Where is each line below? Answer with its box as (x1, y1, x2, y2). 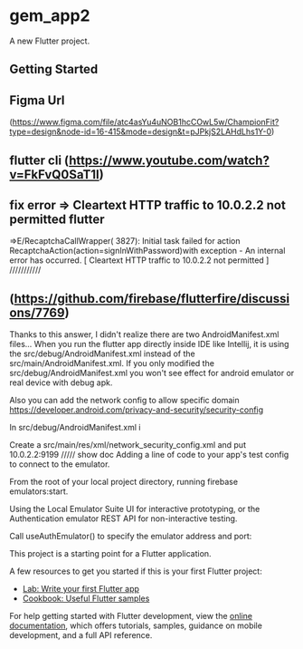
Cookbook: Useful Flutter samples (22, 593, 150, 604)
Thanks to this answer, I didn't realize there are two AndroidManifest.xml (9, 329, 279, 340)
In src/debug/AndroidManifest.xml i (9, 422, 141, 433)
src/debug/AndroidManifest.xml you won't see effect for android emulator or (9, 368, 295, 379)
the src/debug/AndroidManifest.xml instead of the (9, 348, 196, 359)
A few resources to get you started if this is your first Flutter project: (9, 566, 262, 576)
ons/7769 (9, 305, 65, 320)
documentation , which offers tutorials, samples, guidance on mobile (9, 620, 262, 631)
